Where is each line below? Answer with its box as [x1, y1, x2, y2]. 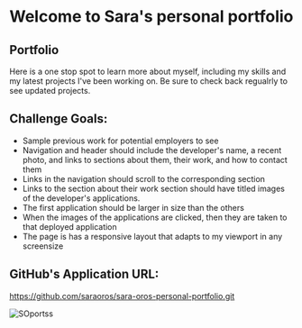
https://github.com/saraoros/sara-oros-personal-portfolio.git [9, 290, 235, 301]
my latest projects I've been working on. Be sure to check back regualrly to [9, 76, 288, 87]
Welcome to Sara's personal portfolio [9, 6, 294, 27]
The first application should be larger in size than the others [22, 202, 245, 213]
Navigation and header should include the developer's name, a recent [22, 144, 282, 155]
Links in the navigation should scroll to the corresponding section [22, 173, 266, 184]
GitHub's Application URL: [9, 267, 160, 282]
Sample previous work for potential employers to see [22, 135, 219, 146]
